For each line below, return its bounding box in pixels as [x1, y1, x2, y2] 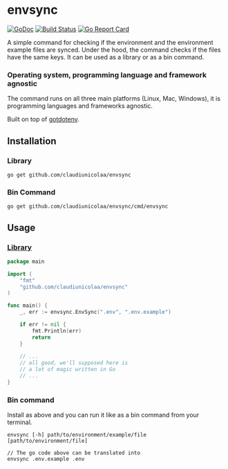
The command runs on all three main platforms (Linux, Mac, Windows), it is [7, 94, 221, 103]
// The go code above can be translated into [7, 450, 140, 457]
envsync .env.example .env [7, 456, 85, 463]
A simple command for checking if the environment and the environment [7, 38, 213, 46]
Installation [7, 135, 57, 147]
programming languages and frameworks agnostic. [7, 102, 153, 110]
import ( [7, 270, 32, 277]
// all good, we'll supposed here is [19, 359, 129, 367]
